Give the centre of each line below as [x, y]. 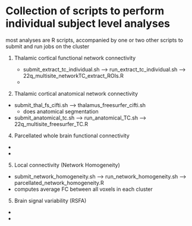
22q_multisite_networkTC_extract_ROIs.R [73, 76]
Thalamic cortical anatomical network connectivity [76, 93]
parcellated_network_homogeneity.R [59, 183]
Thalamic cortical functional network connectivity [75, 58]
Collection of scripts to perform [85, 11]
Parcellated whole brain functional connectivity [72, 136]
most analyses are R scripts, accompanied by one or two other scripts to [95, 40]
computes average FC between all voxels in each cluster [83, 189]
